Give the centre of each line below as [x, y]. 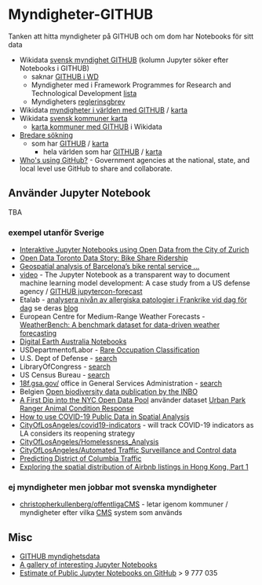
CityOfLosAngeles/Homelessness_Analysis [89, 442]
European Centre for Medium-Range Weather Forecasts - [112, 317]
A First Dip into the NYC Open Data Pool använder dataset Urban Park [132, 400]
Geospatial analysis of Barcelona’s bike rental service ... [109, 267]
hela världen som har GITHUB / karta [102, 152]
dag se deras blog [49, 308]
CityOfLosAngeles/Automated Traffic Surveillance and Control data [128, 451]
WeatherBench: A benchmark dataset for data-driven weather [120, 325]
